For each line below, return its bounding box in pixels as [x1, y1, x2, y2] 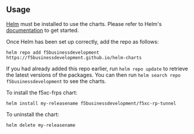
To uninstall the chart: [6, 110, 59, 117]
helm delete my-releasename [6, 122, 76, 128]
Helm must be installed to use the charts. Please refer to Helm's [6, 20, 162, 27]
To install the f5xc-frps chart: [6, 89, 78, 96]
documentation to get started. [6, 27, 79, 34]
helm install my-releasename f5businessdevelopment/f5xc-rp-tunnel [6, 100, 177, 106]
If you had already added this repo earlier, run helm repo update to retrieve [6, 65, 189, 72]
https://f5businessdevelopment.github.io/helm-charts [6, 54, 142, 61]
